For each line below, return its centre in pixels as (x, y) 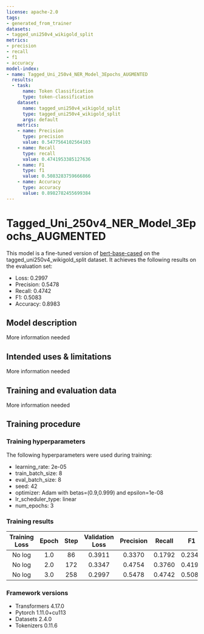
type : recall (39, 153)
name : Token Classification (58, 91)
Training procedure (43, 424)
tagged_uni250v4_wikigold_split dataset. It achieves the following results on (101, 259)
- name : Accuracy (39, 182)
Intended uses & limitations (59, 357)
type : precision (43, 137)
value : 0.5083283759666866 (56, 176)
